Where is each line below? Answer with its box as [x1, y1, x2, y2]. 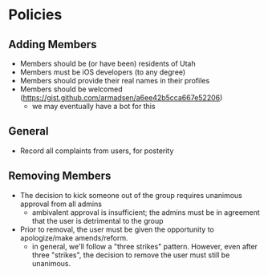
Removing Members [8, 169, 112, 183]
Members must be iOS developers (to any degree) [19, 67, 186, 77]
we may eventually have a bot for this [31, 102, 156, 111]
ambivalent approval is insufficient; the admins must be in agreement [31, 207, 261, 217]
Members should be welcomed [19, 84, 123, 94]
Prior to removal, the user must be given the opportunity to [19, 224, 214, 234]
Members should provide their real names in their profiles [19, 76, 210, 85]
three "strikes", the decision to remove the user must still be [31, 250, 230, 260]
